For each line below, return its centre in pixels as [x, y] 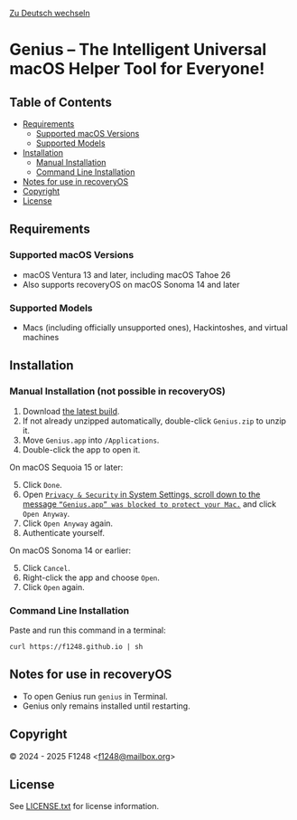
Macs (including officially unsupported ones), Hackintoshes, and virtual [155, 327]
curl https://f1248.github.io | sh [76, 646]
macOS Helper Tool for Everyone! [137, 69]
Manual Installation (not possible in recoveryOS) [117, 391]
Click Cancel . [46, 567]
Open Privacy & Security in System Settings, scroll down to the [141, 494]
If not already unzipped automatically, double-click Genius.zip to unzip [154, 421]
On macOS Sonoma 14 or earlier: [70, 550]
